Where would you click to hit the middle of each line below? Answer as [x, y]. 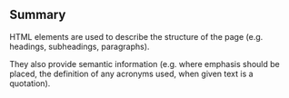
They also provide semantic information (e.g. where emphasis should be [144, 64]
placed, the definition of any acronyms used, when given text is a [131, 73]
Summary [38, 15]
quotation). [30, 83]
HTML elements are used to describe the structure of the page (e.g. [136, 36]
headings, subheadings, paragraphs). [80, 46]
